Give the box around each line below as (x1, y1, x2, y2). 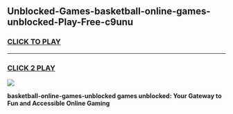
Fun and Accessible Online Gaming (7, 99, 110, 107)
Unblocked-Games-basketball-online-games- (7, 6, 211, 17)
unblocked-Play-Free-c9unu (7, 17, 134, 28)
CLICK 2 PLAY (7, 63, 55, 73)
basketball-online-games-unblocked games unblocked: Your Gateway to (7, 91, 222, 99)
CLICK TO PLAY (7, 37, 61, 47)
